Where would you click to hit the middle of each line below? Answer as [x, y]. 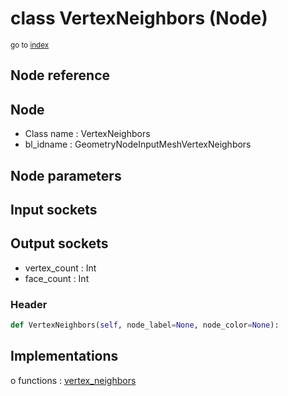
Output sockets [59, 243]
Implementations [64, 356]
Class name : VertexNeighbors [87, 134]
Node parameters [66, 175]
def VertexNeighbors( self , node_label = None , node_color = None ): [145, 325]
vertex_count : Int [60, 268]
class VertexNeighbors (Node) [139, 18]
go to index [30, 45]
